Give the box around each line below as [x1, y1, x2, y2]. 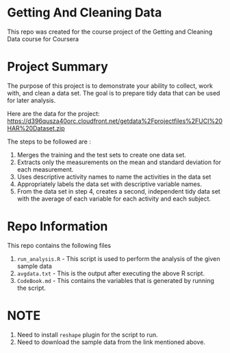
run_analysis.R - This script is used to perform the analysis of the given [16, 254, 220, 262]
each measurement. [16, 165, 74, 173]
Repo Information [7, 218, 108, 234]
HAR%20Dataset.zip [7, 124, 65, 132]
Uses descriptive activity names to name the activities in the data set [16, 172, 212, 181]
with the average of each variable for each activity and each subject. [16, 194, 211, 203]
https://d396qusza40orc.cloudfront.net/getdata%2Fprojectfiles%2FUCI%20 [7, 117, 223, 125]
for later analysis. [7, 96, 56, 104]
